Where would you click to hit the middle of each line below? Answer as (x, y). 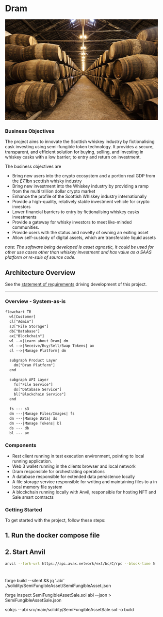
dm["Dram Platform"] (34, 365)
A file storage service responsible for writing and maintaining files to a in (84, 482)
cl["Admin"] (22, 322)
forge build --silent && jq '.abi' (35, 581)
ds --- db (19, 428)
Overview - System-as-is (35, 301)
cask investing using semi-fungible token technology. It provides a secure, (79, 147)
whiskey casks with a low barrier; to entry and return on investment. (73, 157)
